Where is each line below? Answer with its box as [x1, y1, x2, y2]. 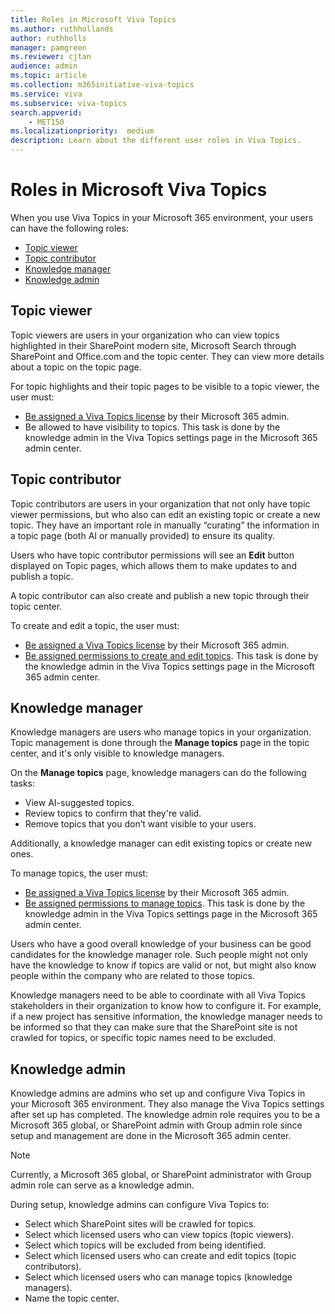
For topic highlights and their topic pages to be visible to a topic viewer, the [10, 380, 320, 392]
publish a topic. [10, 570, 74, 582]
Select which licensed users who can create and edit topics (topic [24, 1250, 297, 1262]
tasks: [10, 777, 36, 790]
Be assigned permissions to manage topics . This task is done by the [24, 897, 306, 910]
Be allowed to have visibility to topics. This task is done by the [24, 421, 281, 433]
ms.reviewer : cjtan [10, 52, 92, 62]
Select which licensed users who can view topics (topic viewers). [24, 1229, 295, 1241]
